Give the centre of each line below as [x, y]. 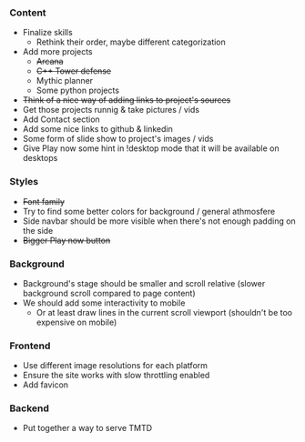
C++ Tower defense [74, 71]
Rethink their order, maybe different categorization [131, 42]
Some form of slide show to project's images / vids [118, 139]
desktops [40, 158]
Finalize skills [47, 33]
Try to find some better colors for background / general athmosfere [149, 211]
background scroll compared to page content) [109, 293]
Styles [24, 182]
